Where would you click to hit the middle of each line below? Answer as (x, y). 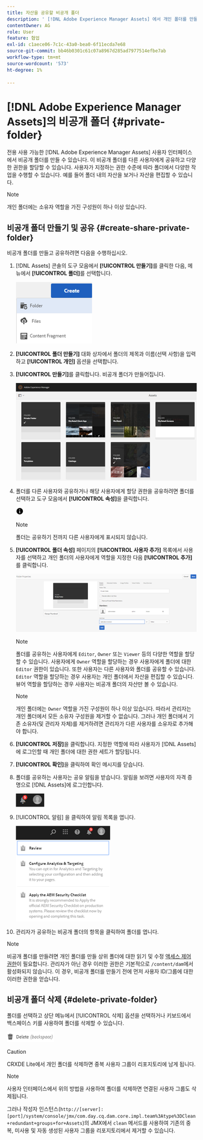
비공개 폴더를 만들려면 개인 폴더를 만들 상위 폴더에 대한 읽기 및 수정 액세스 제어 (99, 957)
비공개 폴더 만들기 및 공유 (51, 228)
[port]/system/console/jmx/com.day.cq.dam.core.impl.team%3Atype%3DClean (101, 1116)
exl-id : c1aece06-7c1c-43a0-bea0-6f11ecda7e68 (66, 45)
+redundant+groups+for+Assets (45, 1123)
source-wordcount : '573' (38, 63)
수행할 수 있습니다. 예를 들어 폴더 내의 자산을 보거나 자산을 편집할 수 (97, 175)
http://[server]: (82, 1109)
